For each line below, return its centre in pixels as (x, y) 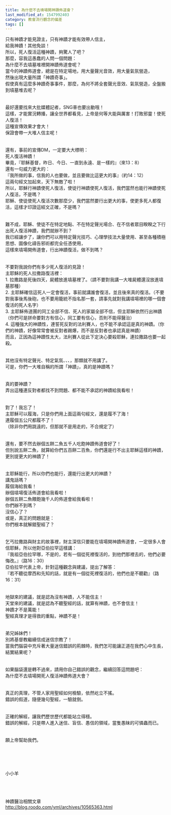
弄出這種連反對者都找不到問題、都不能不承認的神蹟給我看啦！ (70, 390)
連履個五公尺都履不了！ (30, 420)
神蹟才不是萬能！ (23, 610)
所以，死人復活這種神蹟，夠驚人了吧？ (45, 52)
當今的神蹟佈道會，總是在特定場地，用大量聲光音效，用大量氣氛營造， (79, 71)
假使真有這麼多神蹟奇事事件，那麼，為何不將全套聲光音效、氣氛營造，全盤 (83, 84)
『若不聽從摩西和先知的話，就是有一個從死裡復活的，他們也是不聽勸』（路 (82, 573)
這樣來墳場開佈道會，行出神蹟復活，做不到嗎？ (54, 250)
